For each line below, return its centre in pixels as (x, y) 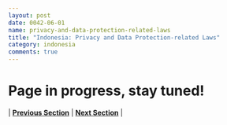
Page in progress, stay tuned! (106, 91)
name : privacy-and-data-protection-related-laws (89, 30)
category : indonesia (42, 45)
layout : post (30, 15)
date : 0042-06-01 (37, 23)
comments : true (33, 52)
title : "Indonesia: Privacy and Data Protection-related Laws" (114, 37)
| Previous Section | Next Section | (66, 112)
